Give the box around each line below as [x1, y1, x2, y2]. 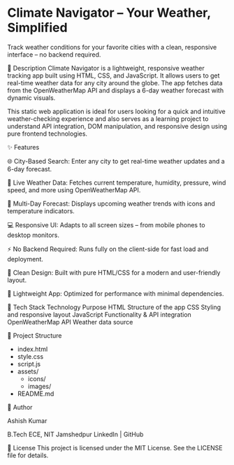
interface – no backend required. [7, 50, 101, 59]
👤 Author [7, 403, 33, 411]
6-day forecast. [7, 164, 52, 173]
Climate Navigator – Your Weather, [7, 5, 211, 21]
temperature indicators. [7, 206, 75, 215]
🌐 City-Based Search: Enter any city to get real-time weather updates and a [7, 157, 225, 165]
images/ [27, 382, 52, 390]
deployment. [7, 255, 43, 263]
